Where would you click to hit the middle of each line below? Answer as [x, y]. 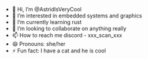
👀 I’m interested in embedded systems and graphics [77, 16]
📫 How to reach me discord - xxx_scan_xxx [67, 35]
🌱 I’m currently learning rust [47, 22]
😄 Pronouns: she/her [39, 44]
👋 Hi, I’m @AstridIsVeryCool [47, 9]
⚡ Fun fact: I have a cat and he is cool [59, 51]
